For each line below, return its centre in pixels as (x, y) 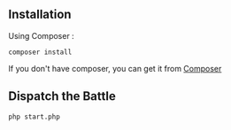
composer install (40, 52)
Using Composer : (41, 35)
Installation (40, 15)
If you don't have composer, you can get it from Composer (115, 68)
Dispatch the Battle (62, 96)
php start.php (35, 117)
